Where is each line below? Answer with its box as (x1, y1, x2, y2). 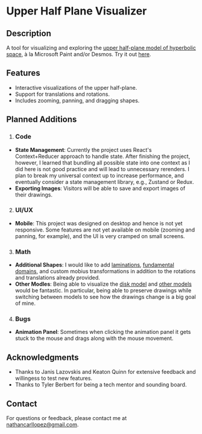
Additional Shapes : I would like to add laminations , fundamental (14, 261, 175, 269)
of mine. (14, 300, 36, 307)
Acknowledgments (6, 352, 80, 362)
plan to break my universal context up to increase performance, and (14, 172, 184, 179)
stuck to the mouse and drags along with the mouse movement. (14, 335, 174, 342)
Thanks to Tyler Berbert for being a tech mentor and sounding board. (14, 381, 187, 388)
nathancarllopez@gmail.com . (6, 421, 79, 429)
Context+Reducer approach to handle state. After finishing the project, (14, 153, 191, 160)
